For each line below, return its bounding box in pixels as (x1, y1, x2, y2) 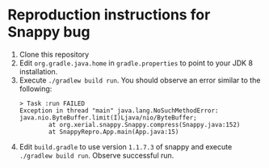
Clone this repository (19, 49, 90, 59)
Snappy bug (7, 23, 90, 41)
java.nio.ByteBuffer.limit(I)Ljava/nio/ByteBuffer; (19, 113, 197, 122)
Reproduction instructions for (7, 6, 211, 24)
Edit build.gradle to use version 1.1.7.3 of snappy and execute (19, 141, 233, 151)
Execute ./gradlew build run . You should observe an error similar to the (19, 75, 261, 85)
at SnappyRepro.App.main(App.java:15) (48, 128, 179, 136)
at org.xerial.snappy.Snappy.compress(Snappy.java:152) (48, 120, 241, 128)
